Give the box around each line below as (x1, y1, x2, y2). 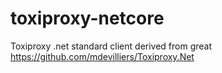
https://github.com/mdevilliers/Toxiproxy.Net (10, 50, 195, 62)
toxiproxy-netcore (10, 7, 165, 30)
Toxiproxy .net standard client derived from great (10, 40, 213, 52)
